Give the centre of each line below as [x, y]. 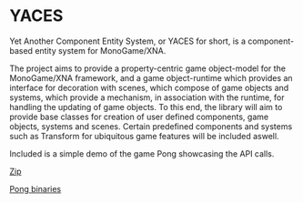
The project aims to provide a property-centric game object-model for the [148, 68]
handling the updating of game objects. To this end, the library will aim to [146, 107]
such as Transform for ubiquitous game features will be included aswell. [144, 136]
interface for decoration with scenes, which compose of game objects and [149, 87]
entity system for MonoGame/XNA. [101, 50]
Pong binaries [35, 188]
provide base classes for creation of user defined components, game [139, 117]
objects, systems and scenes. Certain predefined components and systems [151, 126]
